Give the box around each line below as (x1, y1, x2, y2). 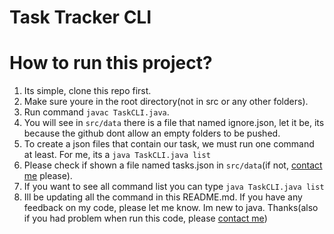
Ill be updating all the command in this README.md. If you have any (23, 191, 303, 203)
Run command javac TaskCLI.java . (23, 106, 170, 118)
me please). (23, 170, 73, 182)
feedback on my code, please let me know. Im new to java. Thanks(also (23, 202, 319, 214)
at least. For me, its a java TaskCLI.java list (23, 149, 211, 161)
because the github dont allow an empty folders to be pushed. (23, 127, 281, 140)
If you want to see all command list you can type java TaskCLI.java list (23, 181, 325, 193)
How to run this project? (9, 52, 213, 75)
